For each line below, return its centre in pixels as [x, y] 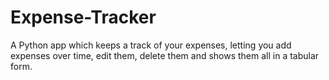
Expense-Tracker [83, 17]
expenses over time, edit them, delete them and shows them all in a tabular [165, 55]
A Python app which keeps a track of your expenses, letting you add [151, 45]
